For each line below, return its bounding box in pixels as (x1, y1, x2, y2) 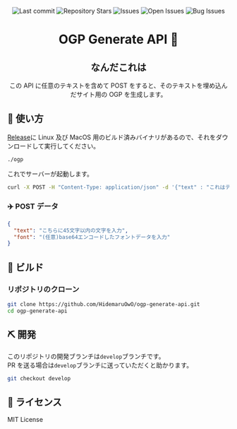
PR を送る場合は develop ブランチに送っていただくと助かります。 (7, 360, 193, 369)
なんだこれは (90, 61, 147, 74)
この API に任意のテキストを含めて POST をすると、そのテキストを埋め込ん (9, 81, 228, 90)
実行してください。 (44, 141, 100, 150)
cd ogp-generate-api (7, 307, 68, 315)
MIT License (7, 416, 44, 424)
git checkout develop (7, 375, 71, 382)
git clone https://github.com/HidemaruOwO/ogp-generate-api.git (7, 301, 200, 308)
